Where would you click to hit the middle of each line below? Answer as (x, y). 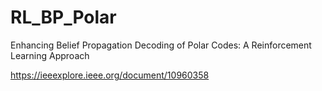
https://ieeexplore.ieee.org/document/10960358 (110, 75)
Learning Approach (50, 55)
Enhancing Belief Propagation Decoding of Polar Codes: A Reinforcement (161, 45)
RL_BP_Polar (63, 17)
